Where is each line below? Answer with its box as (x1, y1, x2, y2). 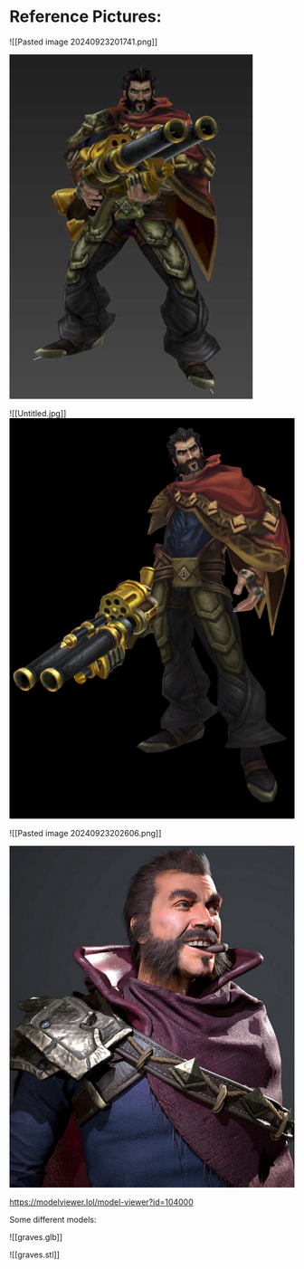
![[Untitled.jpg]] (9, 407, 67, 418)
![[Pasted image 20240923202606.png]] (9, 827, 162, 838)
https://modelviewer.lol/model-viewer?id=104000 (9, 1197, 195, 1207)
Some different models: (9, 1214, 97, 1225)
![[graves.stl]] (9, 1249, 61, 1260)
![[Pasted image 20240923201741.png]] (9, 36, 158, 47)
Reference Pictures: (9, 6, 162, 27)
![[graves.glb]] (9, 1231, 63, 1242)
